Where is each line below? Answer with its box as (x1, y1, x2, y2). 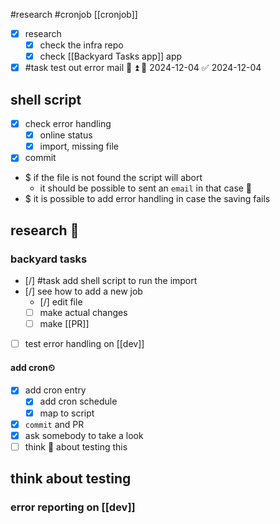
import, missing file (39, 140, 119, 153)
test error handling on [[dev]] (24, 338, 145, 350)
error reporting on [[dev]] (10, 500, 136, 514)
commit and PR (24, 418, 85, 430)
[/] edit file (39, 296, 83, 308)
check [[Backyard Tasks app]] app (39, 50, 183, 63)
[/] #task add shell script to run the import (24, 275, 198, 286)
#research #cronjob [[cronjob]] (10, 9, 138, 20)
